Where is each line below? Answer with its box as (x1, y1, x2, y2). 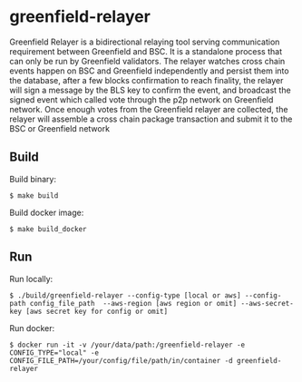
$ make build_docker (9, 224, 88, 233)
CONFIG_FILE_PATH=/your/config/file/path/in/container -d (9, 356, 233, 365)
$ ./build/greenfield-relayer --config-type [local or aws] (9, 290, 242, 300)
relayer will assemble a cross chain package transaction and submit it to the (9, 113, 293, 124)
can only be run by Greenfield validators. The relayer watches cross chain (9, 55, 286, 66)
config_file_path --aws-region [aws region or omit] (29, 299, 238, 308)
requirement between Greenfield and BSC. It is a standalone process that (9, 45, 283, 56)
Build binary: (9, 173, 57, 184)
